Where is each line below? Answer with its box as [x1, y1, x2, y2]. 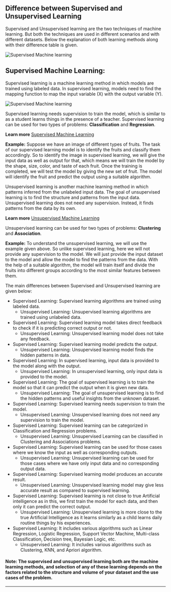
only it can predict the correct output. [12, 503, 92, 509]
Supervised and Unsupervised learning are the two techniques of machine [5, 25, 161, 32]
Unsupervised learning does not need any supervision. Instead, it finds [5, 200, 154, 206]
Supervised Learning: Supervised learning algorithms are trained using [12, 298, 161, 304]
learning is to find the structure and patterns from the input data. [5, 194, 141, 200]
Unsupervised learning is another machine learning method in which [5, 183, 149, 190]
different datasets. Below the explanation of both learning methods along [5, 36, 158, 42]
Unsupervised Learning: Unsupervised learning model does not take [20, 330, 164, 336]
